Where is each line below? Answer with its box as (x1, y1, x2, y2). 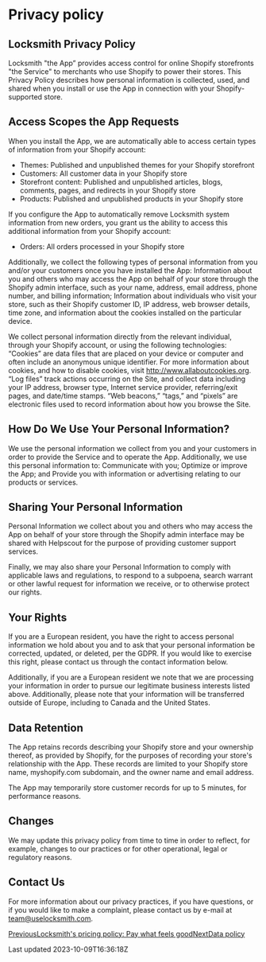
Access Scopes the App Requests (8, 115, 179, 129)
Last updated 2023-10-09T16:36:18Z (8, 944, 129, 954)
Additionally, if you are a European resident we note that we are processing (8, 672, 254, 682)
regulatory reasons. (8, 852, 73, 862)
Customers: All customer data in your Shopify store (19, 169, 188, 178)
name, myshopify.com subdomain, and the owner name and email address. (8, 768, 254, 777)
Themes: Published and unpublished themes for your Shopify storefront (19, 160, 255, 169)
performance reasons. (8, 792, 82, 801)
